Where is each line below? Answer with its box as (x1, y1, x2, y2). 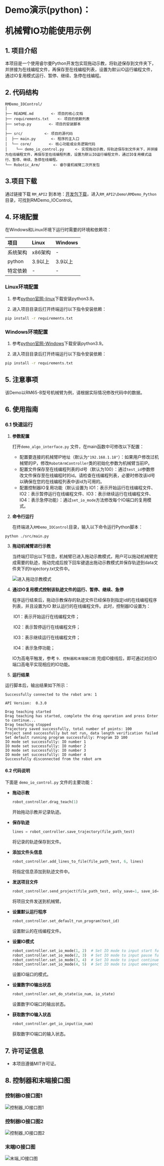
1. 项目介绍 (5, 46, 38, 54)
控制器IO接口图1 (5, 1092, 43, 1099)
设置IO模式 (12, 938, 34, 944)
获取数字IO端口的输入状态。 (12, 1031, 68, 1037)
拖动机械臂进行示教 (12, 543, 51, 549)
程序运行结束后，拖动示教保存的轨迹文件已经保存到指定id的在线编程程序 (12, 597, 157, 603)
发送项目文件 (12, 879, 38, 885)
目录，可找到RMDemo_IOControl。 (5, 197, 75, 203)
